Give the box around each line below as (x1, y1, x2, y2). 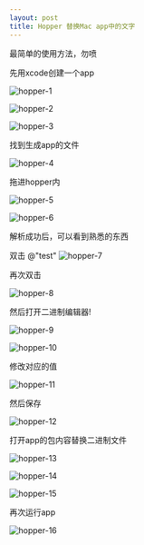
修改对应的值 (9, 361, 57, 372)
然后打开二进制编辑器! (9, 306, 92, 317)
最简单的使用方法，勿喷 (9, 47, 97, 59)
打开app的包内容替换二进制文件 (9, 434, 128, 445)
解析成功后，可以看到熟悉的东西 (9, 231, 129, 242)
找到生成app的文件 (9, 139, 80, 150)
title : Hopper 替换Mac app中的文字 (9, 22, 136, 31)
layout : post (9, 13, 59, 23)
